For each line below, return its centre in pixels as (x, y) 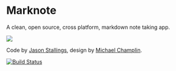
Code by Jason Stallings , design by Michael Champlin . (74, 50)
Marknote (31, 11)
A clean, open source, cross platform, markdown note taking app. (88, 27)
